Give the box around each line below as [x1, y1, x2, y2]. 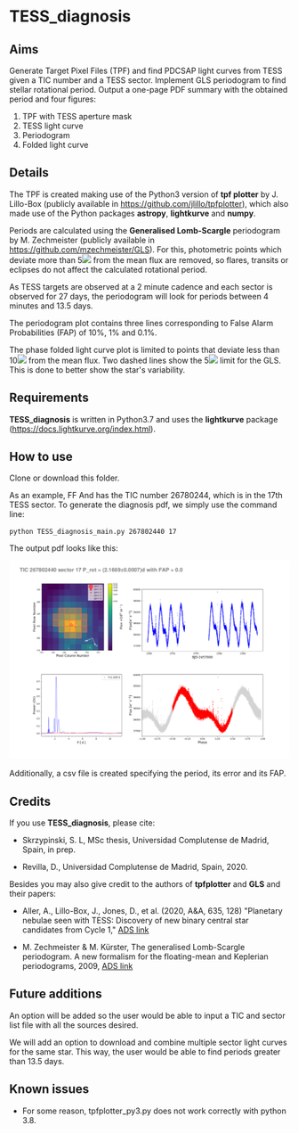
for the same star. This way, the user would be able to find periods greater [9, 1046, 281, 1057]
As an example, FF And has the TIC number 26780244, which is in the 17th [9, 490, 283, 501]
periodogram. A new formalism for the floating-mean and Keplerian [21, 951, 269, 962]
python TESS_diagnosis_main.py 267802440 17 [9, 528, 177, 537]
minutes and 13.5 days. [9, 300, 93, 311]
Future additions [9, 987, 102, 1002]
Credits [9, 793, 52, 809]
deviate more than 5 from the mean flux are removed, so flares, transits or [9, 254, 289, 265]
